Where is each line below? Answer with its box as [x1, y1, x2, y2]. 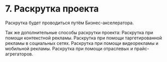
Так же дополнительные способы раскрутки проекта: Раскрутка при [5, 29, 153, 35]
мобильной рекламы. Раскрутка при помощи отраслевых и [5, 45, 133, 51]
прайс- [134, 45, 149, 51]
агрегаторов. [5, 51, 34, 57]
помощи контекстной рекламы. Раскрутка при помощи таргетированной [5, 35, 162, 41]
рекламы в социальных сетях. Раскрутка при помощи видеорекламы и [5, 40, 159, 46]
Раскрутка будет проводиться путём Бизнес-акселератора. [5, 20, 134, 26]
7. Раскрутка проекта [5, 3, 99, 15]
